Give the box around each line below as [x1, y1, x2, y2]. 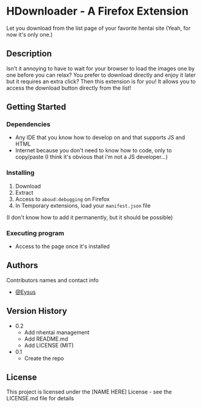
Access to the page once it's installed [15, 242, 110, 250]
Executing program [6, 228, 65, 237]
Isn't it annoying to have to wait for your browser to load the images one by [6, 65, 195, 72]
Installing [6, 169, 35, 177]
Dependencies [6, 120, 51, 129]
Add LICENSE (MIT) [24, 341, 74, 349]
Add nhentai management [24, 328, 90, 336]
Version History [6, 306, 67, 316]
